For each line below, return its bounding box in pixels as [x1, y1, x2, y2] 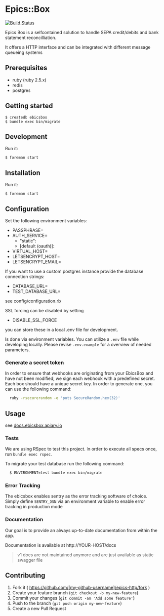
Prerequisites [5, 64, 47, 72]
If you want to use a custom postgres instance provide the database [5, 268, 144, 274]
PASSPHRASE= [12, 227, 44, 233]
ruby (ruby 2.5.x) [12, 77, 47, 82]
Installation [5, 168, 41, 177]
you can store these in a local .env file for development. [5, 327, 119, 332]
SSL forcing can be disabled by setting [5, 308, 84, 313]
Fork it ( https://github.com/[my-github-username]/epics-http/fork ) [12, 584, 150, 590]
